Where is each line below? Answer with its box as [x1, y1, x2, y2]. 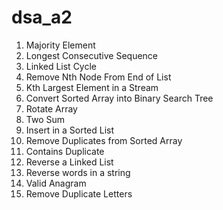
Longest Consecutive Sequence [25, 49, 159, 61]
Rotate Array [25, 102, 78, 115]
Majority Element [25, 39, 96, 51]
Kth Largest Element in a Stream [25, 81, 159, 93]
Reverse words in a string [25, 166, 131, 178]
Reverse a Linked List [25, 156, 114, 168]
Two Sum [25, 113, 66, 125]
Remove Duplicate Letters [25, 187, 133, 200]
